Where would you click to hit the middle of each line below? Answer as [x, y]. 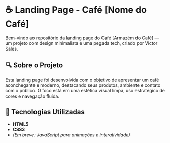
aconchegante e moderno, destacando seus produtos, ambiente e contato [83, 85]
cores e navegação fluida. [32, 96]
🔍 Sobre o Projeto [34, 65]
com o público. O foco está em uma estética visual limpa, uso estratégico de [85, 90]
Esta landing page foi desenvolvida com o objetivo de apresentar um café [82, 80]
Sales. [12, 49]
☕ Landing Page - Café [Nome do [76, 10]
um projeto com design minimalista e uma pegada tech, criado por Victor [81, 43]
